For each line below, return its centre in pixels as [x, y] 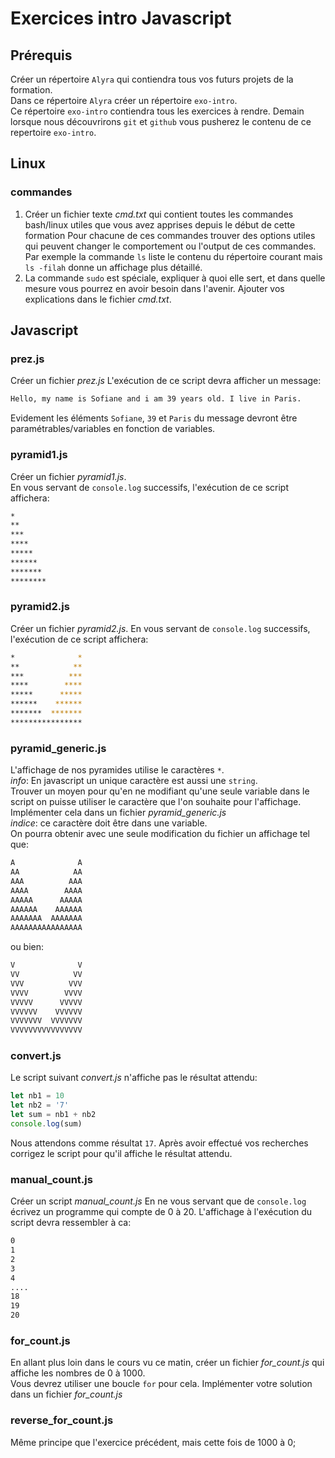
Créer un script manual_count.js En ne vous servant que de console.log [158, 1201]
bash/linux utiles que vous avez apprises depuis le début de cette [160, 224]
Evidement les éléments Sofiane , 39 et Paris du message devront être [154, 418]
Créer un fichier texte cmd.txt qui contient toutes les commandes [159, 214]
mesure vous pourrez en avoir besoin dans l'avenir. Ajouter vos [154, 288]
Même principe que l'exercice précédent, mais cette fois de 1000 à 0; [153, 1442]
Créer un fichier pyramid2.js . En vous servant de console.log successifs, [160, 628]
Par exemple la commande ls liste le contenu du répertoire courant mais [173, 256]
